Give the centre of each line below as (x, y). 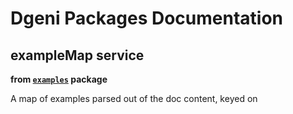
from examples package (59, 79)
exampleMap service (77, 55)
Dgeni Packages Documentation (146, 18)
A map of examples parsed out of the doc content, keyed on (134, 98)
